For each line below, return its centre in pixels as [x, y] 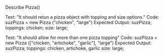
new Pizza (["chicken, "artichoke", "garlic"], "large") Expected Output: [78, 43]
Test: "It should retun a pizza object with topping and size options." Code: [82, 17]
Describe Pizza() [23, 7]
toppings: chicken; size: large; [37, 28]
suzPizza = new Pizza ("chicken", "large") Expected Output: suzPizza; [78, 22]
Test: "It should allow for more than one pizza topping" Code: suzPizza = [81, 38]
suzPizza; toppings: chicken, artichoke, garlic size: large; [65, 48]
